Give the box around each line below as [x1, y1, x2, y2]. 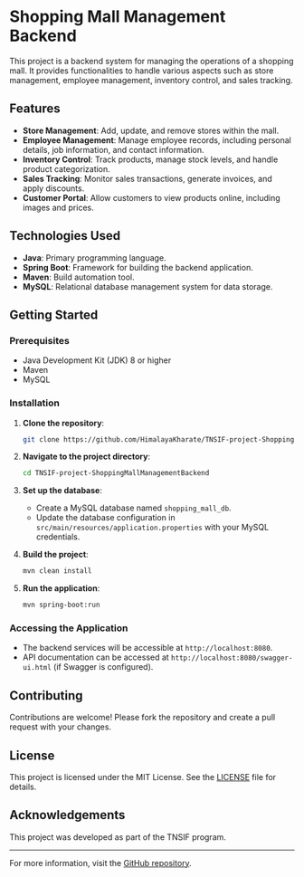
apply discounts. [22, 183, 85, 194]
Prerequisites [9, 334, 70, 347]
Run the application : [22, 583, 100, 594]
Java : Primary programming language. [22, 252, 166, 263]
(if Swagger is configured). [52, 662, 154, 672]
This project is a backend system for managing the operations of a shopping [9, 55, 294, 66]
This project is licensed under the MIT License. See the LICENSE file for [9, 771, 277, 782]
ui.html [22, 663, 52, 672]
